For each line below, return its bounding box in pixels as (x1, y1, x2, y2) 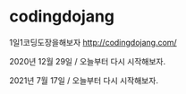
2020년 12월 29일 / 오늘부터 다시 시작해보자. (9, 56, 166, 66)
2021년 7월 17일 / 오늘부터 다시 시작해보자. (9, 74, 159, 86)
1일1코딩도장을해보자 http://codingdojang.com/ (9, 37, 177, 47)
